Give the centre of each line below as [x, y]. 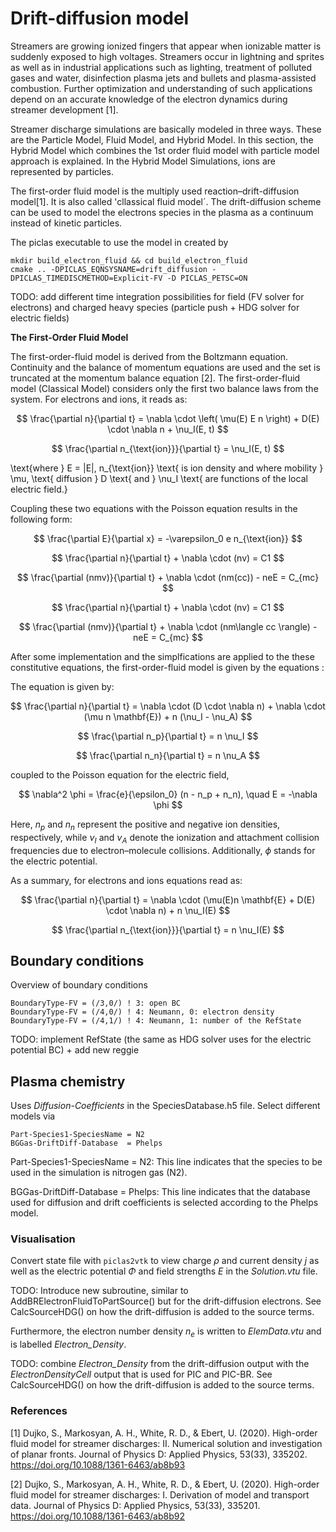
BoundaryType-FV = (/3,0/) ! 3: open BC [96, 1003]
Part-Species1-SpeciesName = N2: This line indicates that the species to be [166, 1162]
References [39, 1411]
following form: [41, 519]
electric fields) [40, 318]
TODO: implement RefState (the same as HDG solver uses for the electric [161, 1039]
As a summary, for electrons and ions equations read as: [126, 880]
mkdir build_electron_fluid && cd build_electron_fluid [129, 260]
